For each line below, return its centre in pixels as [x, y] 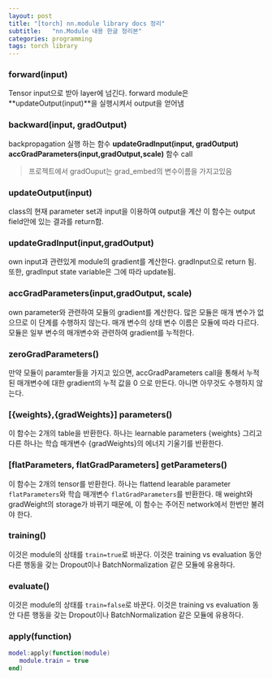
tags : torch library [43, 46]
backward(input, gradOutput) [68, 125]
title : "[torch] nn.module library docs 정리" [87, 24]
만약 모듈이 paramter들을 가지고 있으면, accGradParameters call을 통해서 [127, 372]
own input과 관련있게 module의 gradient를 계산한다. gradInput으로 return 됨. [133, 262]
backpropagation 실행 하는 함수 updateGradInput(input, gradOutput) [123, 144]
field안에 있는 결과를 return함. [56, 222]
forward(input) [38, 75]
